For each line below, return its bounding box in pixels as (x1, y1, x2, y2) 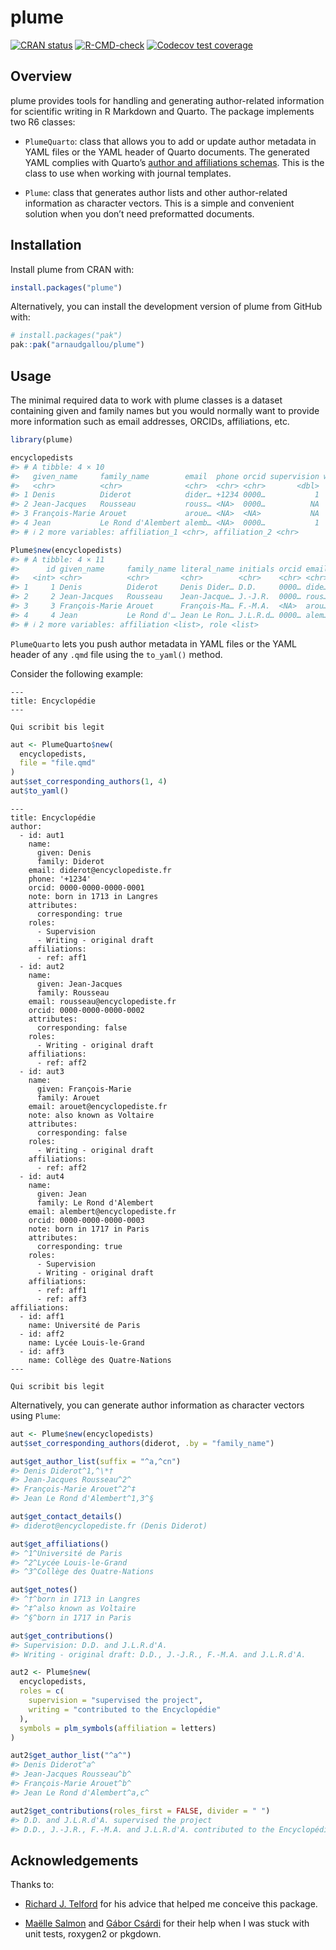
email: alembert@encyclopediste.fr (28, 1206, 177, 1216)
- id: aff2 (19, 1329, 65, 1339)
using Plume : (10, 1409, 61, 1421)
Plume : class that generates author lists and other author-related (24, 186, 288, 198)
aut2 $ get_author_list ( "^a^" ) (10, 1751, 132, 1761)
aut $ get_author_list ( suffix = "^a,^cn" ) (10, 1456, 182, 1466)
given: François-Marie (36, 1084, 132, 1094)
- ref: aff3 (36, 1294, 87, 1304)
